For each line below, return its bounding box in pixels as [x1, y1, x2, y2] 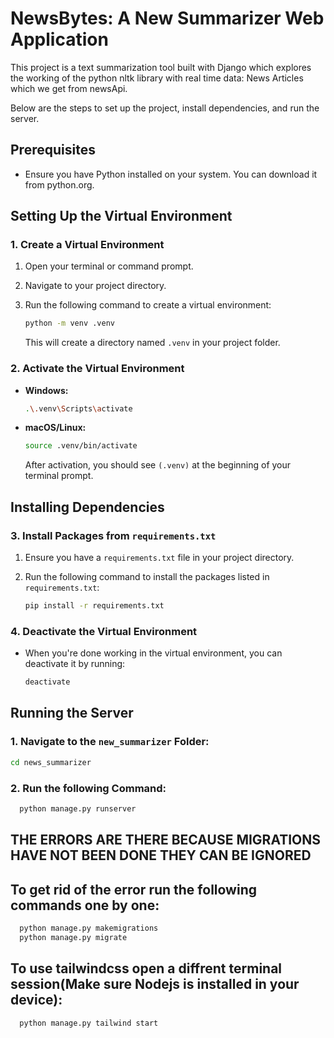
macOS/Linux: [24, 422, 87, 434]
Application [10, 28, 109, 51]
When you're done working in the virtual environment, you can [24, 647, 283, 659]
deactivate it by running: [24, 658, 126, 670]
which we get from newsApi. [10, 82, 128, 94]
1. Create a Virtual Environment [10, 238, 165, 252]
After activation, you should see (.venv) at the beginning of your [24, 459, 292, 471]
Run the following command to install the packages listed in [24, 571, 270, 583]
